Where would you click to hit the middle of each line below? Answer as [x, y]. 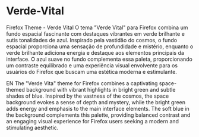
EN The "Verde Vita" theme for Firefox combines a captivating [82, 83]
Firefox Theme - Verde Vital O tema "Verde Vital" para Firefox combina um [97, 27]
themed [16, 89]
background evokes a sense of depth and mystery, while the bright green [96, 102]
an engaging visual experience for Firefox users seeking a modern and [93, 121]
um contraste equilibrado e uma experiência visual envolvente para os [92, 65]
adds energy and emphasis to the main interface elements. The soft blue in [98, 108]
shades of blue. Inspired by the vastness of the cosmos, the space [88, 96]
